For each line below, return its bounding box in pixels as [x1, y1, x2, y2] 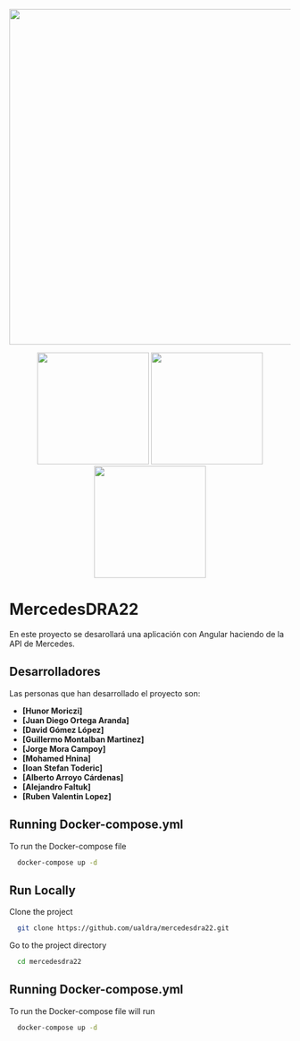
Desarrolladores [9, 664, 101, 679]
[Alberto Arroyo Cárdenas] [21, 772, 124, 782]
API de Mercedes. [9, 638, 76, 649]
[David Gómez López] [21, 724, 104, 735]
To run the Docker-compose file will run [9, 1005, 155, 1016]
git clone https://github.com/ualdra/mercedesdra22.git [17, 924, 229, 933]
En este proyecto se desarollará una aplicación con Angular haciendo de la [9, 628, 284, 639]
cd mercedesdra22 [17, 958, 82, 967]
